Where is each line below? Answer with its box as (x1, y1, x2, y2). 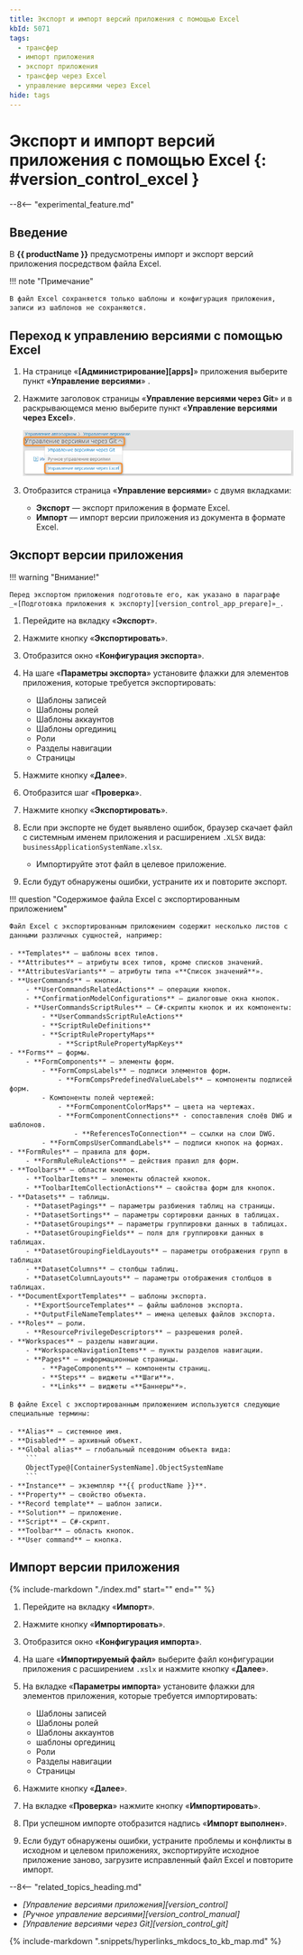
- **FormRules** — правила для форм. (9, 1147, 151, 1157)
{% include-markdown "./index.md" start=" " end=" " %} (9, 1583, 216, 1594)
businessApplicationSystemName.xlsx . (22, 841, 163, 852)
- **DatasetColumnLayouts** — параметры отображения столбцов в (25, 1273, 272, 1283)
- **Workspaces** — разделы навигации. (9, 1336, 160, 1346)
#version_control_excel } (9, 169, 200, 189)
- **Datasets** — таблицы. (9, 1192, 111, 1202)
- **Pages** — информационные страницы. (25, 1354, 179, 1364)
